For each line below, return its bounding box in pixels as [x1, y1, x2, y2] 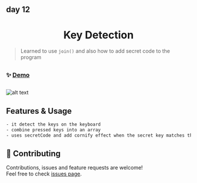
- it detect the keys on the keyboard [6, 121, 101, 127]
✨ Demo [6, 70, 30, 79]
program [20, 54, 42, 61]
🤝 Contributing [6, 148, 61, 158]
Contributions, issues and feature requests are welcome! [6, 164, 143, 171]
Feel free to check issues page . [6, 170, 82, 178]
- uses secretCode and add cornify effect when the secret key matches [6, 132, 185, 138]
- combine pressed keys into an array [6, 127, 101, 133]
